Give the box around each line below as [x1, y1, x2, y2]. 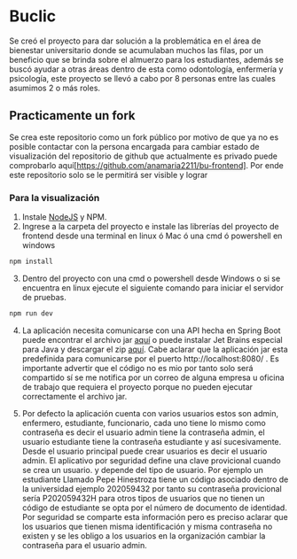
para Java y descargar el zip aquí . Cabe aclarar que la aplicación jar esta [21, 344, 288, 354]
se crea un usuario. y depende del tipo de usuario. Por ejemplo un [21, 464, 263, 475]
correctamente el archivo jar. [21, 391, 128, 401]
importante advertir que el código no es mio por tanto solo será [21, 362, 254, 373]
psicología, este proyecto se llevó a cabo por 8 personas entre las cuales [9, 73, 277, 83]
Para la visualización [9, 191, 100, 204]
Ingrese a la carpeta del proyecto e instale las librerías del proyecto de [21, 221, 279, 232]
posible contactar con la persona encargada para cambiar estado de [9, 141, 260, 151]
